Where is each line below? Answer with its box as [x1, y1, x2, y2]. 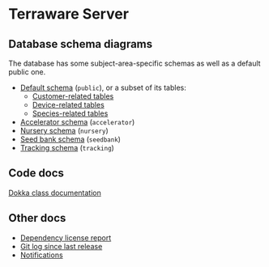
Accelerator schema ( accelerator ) [19, 117, 135, 126]
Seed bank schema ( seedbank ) [19, 134, 122, 144]
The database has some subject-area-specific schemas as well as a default [8, 58, 261, 68]
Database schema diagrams [8, 37, 153, 51]
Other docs [8, 211, 66, 225]
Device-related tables [32, 100, 105, 109]
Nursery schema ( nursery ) [19, 126, 109, 135]
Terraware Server [8, 5, 130, 23]
